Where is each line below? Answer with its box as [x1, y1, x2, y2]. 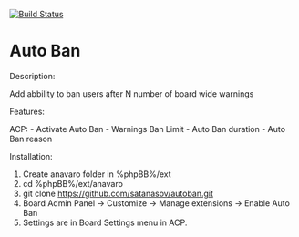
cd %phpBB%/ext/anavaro [22, 178, 123, 189]
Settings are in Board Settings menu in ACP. [22, 217, 188, 228]
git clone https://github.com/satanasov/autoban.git [22, 188, 214, 199]
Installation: [9, 150, 53, 161]
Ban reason [9, 133, 53, 144]
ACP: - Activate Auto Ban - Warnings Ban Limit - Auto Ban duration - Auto [9, 123, 285, 134]
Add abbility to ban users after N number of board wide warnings [9, 88, 254, 99]
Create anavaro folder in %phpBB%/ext [22, 169, 171, 180]
